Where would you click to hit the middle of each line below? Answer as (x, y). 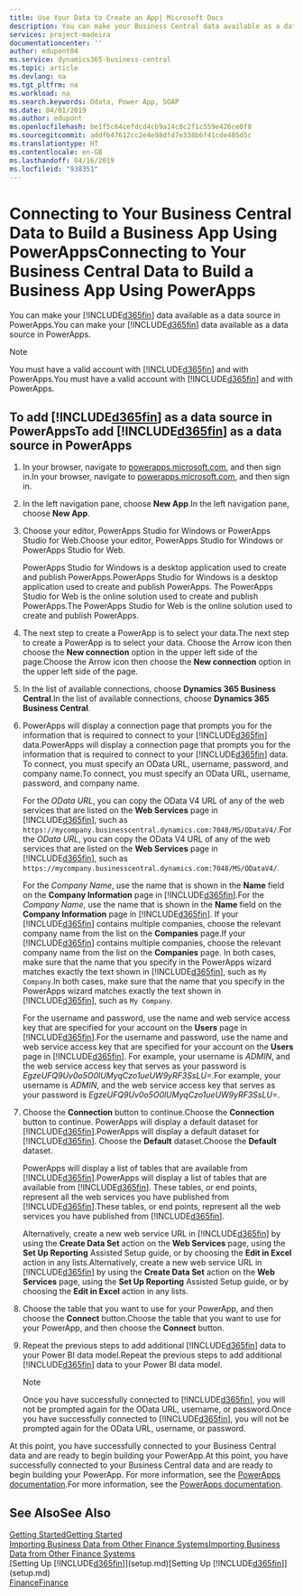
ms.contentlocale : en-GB (56, 152)
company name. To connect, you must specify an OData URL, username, (156, 774)
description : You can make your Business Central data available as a (145, 26)
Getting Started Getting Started (66, 1534)
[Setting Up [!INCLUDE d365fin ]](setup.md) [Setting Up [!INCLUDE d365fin (146, 1563)
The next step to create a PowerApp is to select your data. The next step (156, 633)
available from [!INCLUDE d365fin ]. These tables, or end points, (140, 1188)
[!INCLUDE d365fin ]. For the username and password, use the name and (155, 1037)
